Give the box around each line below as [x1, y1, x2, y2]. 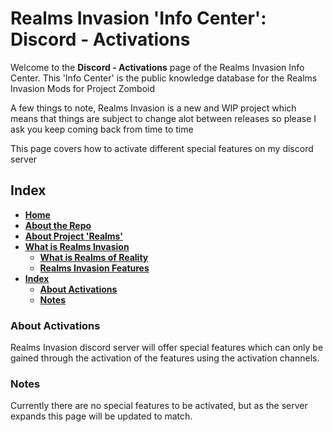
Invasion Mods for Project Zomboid [10, 82, 156, 94]
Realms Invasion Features [39, 262, 150, 274]
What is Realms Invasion [24, 240, 130, 252]
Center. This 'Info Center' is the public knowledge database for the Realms [10, 72, 318, 84]
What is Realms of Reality [39, 251, 149, 263]
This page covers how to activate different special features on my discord [10, 142, 314, 154]
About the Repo [24, 219, 92, 231]
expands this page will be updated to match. [10, 410, 193, 422]
